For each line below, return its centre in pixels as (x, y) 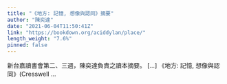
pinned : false (28, 45)
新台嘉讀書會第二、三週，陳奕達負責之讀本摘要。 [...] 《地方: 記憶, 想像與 (111, 65)
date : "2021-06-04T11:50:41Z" (51, 26)
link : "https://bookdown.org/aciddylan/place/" (77, 32)
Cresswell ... (39, 74)
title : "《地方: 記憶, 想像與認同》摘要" (61, 13)
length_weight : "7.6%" (40, 39)
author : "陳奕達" (30, 20)
